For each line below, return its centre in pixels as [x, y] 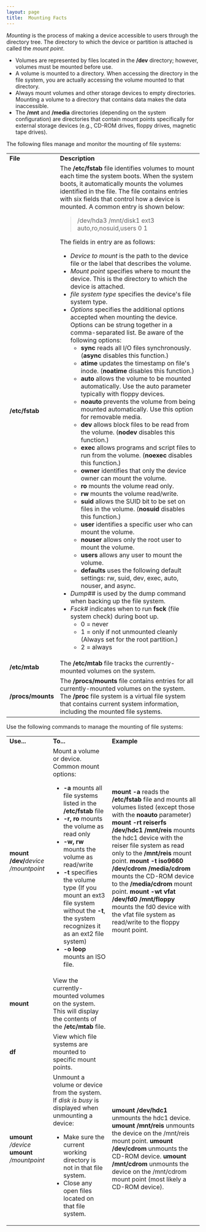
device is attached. [97, 286]
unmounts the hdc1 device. [151, 1118]
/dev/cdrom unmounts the [150, 1149]
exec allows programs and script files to [138, 447]
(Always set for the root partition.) [129, 639]
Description [77, 158]
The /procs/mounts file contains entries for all [127, 681]
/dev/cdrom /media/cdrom [151, 868]
